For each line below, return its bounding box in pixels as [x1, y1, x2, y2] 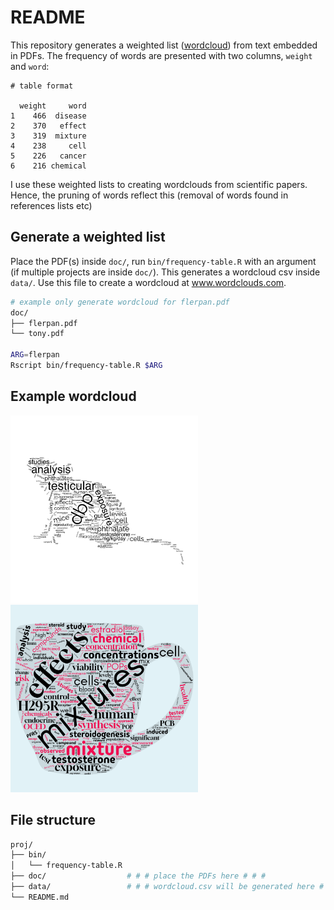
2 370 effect [10, 121, 87, 131]
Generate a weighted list [10, 229, 166, 246]
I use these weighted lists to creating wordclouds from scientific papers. [10, 178, 308, 190]
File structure [10, 812, 96, 829]
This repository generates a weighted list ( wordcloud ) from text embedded [10, 39, 318, 51]
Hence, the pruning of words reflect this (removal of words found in [10, 189, 289, 201]
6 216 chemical [10, 161, 87, 171]
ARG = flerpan [10, 350, 60, 360]
